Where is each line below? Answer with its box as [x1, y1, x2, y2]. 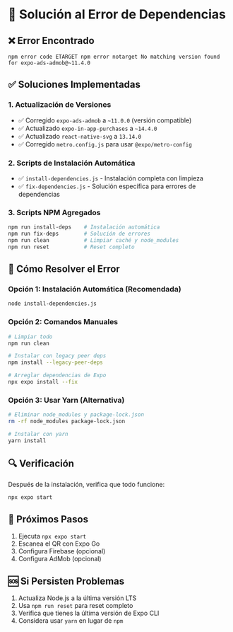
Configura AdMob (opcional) [18, 555, 102, 563]
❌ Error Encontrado [8, 35, 95, 47]
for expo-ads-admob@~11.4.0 [8, 59, 91, 67]
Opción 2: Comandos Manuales [8, 317, 119, 327]
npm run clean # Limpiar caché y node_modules [8, 237, 179, 244]
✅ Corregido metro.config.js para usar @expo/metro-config [18, 139, 193, 148]
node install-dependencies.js [8, 300, 97, 307]
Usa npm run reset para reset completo [18, 602, 133, 609]
